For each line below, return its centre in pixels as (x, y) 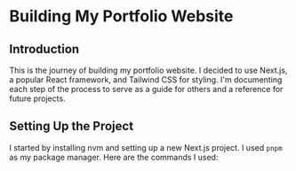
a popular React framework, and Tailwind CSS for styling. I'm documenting (146, 80)
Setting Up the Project (72, 126)
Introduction (44, 49)
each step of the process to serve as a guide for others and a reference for (146, 89)
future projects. (37, 98)
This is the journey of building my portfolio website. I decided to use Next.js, (148, 70)
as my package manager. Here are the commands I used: (114, 157)
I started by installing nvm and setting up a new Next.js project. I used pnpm (146, 147)
